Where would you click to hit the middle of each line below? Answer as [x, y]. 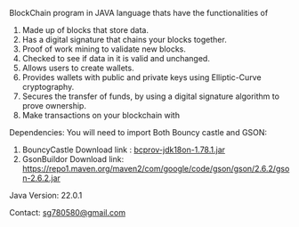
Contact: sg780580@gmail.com [68, 212]
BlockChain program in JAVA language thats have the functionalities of [139, 13]
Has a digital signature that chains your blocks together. [124, 40]
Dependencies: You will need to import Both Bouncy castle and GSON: [138, 132]
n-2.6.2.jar [41, 178]
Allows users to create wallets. [78, 68]
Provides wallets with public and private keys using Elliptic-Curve [141, 77]
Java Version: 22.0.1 [46, 195]
